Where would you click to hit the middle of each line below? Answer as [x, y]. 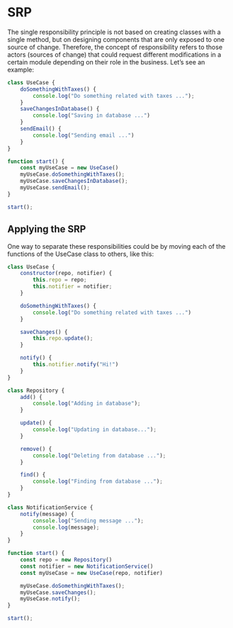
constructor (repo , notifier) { [66, 274]
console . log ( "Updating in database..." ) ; [95, 430]
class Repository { [36, 391]
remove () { [36, 449]
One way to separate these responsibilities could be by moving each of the [116, 246]
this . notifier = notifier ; [73, 287]
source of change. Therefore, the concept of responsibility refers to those [115, 47]
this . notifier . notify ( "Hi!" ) [76, 364]
